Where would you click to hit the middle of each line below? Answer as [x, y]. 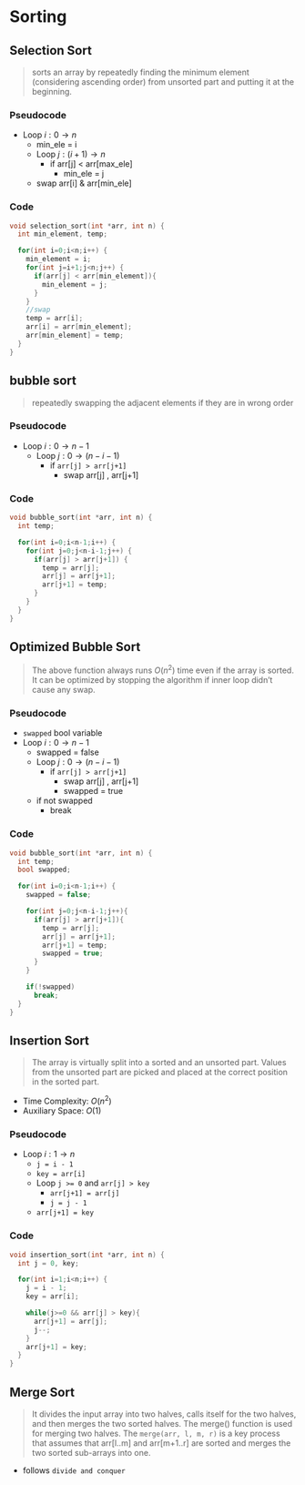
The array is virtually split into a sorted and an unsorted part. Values [159, 1063]
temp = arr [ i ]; [55, 319]
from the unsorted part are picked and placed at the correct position [160, 1073]
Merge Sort [42, 1392]
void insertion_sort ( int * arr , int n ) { [87, 1255]
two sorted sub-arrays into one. [91, 1452]
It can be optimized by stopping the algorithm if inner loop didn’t [152, 680]
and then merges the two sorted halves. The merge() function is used [162, 1423]
